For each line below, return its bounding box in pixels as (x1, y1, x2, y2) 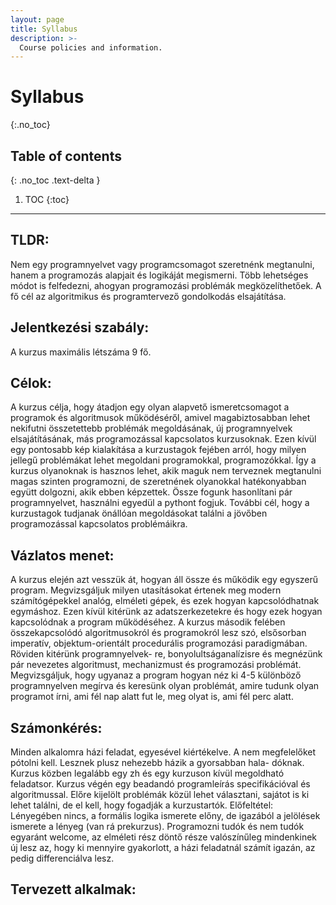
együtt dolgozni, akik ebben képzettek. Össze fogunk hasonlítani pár (10, 486, 293, 498)
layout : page (10, 14, 65, 25)
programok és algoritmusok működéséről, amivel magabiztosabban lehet (10, 412, 311, 424)
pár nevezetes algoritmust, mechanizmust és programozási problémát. (10, 659, 302, 671)
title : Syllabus (10, 24, 78, 34)
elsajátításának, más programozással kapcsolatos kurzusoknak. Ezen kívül (10, 433, 317, 445)
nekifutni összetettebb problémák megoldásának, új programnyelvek (10, 422, 293, 435)
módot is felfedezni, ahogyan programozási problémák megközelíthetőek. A (10, 279, 322, 291)
